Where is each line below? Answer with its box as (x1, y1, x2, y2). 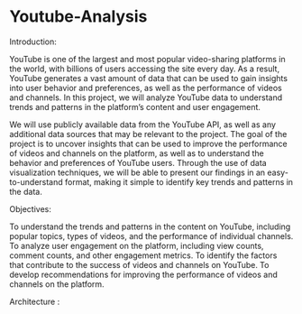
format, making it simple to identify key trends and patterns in (64, 176, 294, 187)
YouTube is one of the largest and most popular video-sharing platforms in (9, 53, 286, 64)
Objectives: (9, 203, 51, 214)
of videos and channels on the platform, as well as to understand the (9, 147, 264, 159)
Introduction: (9, 36, 57, 47)
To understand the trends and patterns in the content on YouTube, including (9, 221, 291, 232)
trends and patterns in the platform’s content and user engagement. (9, 101, 261, 112)
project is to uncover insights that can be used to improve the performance (9, 138, 288, 149)
